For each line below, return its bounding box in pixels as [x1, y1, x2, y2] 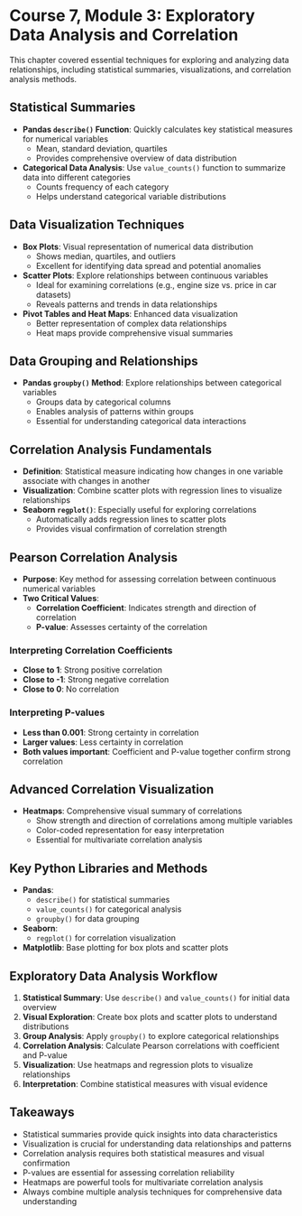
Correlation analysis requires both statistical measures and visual [22, 1147, 265, 1158]
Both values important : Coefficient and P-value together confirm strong [22, 746, 291, 757]
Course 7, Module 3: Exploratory [9, 5, 255, 26]
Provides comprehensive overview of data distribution [35, 153, 237, 163]
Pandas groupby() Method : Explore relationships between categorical [22, 377, 282, 388]
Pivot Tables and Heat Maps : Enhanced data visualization [22, 308, 239, 319]
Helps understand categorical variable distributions [35, 190, 227, 201]
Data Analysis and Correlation [9, 24, 239, 45]
